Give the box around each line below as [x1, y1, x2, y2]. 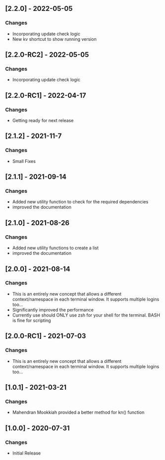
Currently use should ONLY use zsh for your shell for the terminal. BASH [12, 312, 160, 318]
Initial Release [12, 450, 41, 456]
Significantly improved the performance [12, 307, 94, 312]
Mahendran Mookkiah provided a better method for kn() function [12, 409, 145, 416]
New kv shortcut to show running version [12, 36, 97, 42]
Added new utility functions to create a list [12, 245, 99, 251]
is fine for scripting [12, 317, 51, 323]
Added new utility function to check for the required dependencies [12, 199, 149, 205]
